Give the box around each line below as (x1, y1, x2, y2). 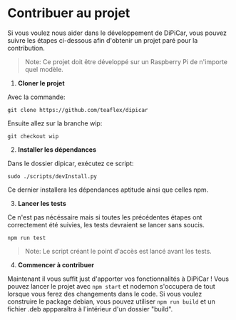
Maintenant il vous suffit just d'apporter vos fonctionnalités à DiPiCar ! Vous (7, 274, 230, 283)
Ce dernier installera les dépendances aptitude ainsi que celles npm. (7, 185, 209, 194)
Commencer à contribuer (17, 260, 95, 269)
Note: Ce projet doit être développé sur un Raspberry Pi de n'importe (24, 57, 228, 66)
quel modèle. (24, 65, 64, 73)
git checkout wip (7, 133, 59, 140)
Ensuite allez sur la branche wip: (7, 119, 103, 128)
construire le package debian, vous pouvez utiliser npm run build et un (7, 297, 215, 306)
